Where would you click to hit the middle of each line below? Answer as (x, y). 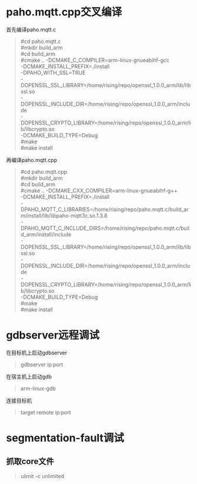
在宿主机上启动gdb (29, 376)
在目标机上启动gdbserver (37, 353)
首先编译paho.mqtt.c (31, 29)
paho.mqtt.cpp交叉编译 (64, 12)
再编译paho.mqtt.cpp (32, 160)
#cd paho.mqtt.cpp (44, 172)
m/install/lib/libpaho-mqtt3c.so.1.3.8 (64, 215)
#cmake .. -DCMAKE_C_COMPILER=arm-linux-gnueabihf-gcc (95, 60)
